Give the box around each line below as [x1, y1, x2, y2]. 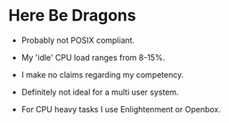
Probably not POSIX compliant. [20, 35, 135, 45]
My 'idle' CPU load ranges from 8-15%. [20, 52, 166, 62]
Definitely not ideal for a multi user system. [20, 86, 179, 97]
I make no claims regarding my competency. [20, 69, 184, 80]
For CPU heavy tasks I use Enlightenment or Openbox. [20, 103, 221, 114]
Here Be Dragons [8, 5, 136, 26]
